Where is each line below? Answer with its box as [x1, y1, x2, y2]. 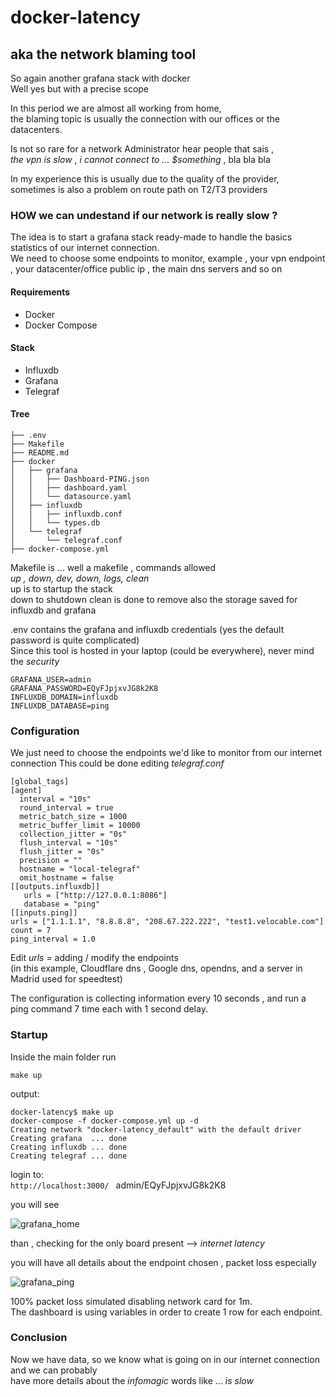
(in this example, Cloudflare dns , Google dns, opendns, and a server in [10, 962, 303, 975]
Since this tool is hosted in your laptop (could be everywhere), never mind [10, 644, 315, 656]
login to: [10, 1168, 44, 1180]
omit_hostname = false [19, 873, 114, 883]
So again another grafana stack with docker [10, 72, 191, 84]
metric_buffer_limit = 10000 [19, 821, 141, 831]
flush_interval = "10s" [19, 838, 118, 848]
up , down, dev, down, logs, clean [10, 572, 150, 584]
